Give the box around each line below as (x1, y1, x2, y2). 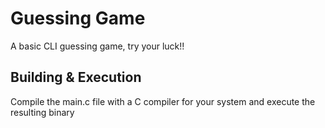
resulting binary (10, 106, 75, 118)
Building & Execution (10, 69, 142, 86)
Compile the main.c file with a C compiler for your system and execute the (10, 95, 316, 107)
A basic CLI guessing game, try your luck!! (10, 40, 185, 52)
